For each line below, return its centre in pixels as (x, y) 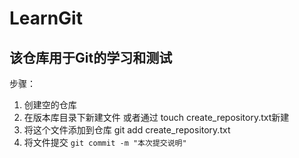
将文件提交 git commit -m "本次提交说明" (105, 142)
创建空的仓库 (50, 105)
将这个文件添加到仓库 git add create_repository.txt (127, 130)
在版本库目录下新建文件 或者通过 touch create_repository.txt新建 (156, 117)
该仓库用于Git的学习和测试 (91, 57)
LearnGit (46, 18)
